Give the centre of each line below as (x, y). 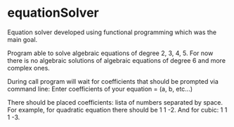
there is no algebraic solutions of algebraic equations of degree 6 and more (117, 60)
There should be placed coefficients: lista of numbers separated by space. (115, 102)
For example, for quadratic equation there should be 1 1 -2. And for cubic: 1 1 (117, 110)
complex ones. (29, 68)
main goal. (22, 39)
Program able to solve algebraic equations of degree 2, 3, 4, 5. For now (110, 53)
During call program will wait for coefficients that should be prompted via (113, 81)
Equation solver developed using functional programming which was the (112, 32)
